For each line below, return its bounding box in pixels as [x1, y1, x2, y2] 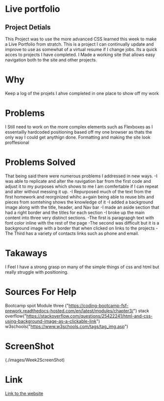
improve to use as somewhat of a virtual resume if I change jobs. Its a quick [5, 47, 158, 52]
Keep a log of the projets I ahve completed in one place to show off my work [5, 90, 159, 96]
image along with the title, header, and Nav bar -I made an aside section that [5, 204, 160, 210]
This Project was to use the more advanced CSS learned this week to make [5, 36, 157, 42]
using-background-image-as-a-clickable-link [5, 318, 97, 324]
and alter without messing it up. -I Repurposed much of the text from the [5, 188, 152, 195]
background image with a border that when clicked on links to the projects [5, 225, 155, 231]
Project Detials [5, 23, 51, 31]
